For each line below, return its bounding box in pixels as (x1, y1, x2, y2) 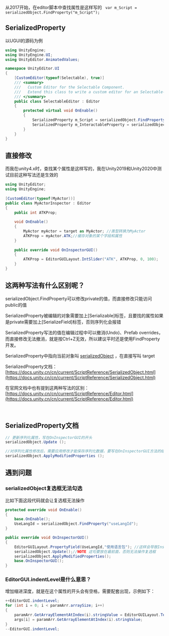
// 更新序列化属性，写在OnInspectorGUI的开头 (5, 435, 93, 440)
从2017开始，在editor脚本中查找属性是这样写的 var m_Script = (5, 5, 137, 10)
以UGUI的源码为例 (5, 37, 43, 44)
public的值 (5, 302, 27, 308)
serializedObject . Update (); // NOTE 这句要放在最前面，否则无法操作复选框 (14, 549, 156, 554)
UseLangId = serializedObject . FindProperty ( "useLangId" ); (14, 521, 138, 526)
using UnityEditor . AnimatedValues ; (5, 57, 80, 62)
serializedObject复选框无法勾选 (5, 485, 82, 492)
